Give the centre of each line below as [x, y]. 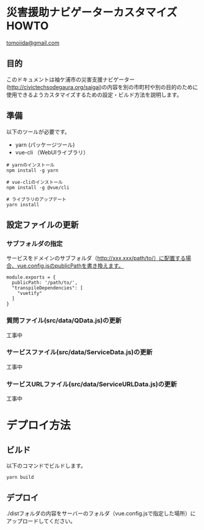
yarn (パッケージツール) [45, 145]
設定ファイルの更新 [42, 224]
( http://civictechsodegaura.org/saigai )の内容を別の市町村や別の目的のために [102, 87]
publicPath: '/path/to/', [45, 283]
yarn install [23, 205]
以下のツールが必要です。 [38, 131]
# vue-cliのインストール [35, 182]
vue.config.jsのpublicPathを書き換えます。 [70, 266]
